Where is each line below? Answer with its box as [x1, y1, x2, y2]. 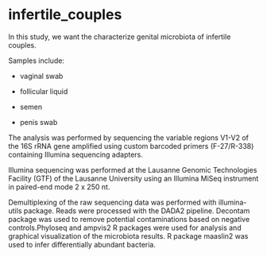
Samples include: [8, 56, 65, 65]
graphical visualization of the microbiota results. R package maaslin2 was [8, 231, 249, 240]
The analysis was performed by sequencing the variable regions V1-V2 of [8, 133, 249, 142]
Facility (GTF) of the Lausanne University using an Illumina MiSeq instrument [8, 173, 259, 183]
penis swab [19, 117, 58, 127]
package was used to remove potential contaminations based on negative [8, 214, 250, 224]
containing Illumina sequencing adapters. [8, 150, 143, 159]
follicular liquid [19, 86, 68, 96]
